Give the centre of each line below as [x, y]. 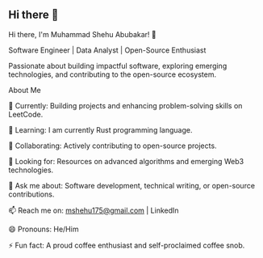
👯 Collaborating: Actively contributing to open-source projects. [113, 146]
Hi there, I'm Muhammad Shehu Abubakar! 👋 [83, 34]
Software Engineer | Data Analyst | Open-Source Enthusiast [107, 50]
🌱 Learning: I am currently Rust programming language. [100, 129]
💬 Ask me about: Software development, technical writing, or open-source [132, 185]
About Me [25, 90]
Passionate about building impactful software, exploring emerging [118, 66]
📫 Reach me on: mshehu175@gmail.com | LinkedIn [94, 210]
